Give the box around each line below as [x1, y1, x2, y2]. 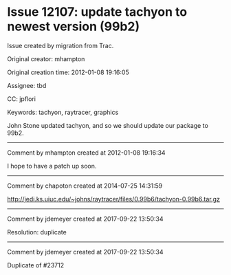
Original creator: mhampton [7, 54, 85, 63]
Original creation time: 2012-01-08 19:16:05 [7, 68, 129, 76]
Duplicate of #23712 [7, 261, 64, 269]
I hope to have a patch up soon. [7, 162, 97, 170]
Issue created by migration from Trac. [7, 41, 114, 49]
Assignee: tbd [7, 81, 47, 89]
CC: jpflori [7, 94, 36, 103]
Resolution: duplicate [7, 228, 67, 236]
